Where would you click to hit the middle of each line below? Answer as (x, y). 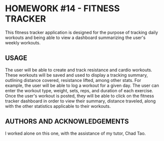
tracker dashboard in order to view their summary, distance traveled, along (80, 101)
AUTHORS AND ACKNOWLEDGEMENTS (67, 122)
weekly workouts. (23, 42)
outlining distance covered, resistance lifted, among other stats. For (73, 80)
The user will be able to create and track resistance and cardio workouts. (79, 70)
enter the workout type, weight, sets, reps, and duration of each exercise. (79, 90)
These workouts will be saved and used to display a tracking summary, (77, 75)
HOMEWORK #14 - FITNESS (62, 9)
